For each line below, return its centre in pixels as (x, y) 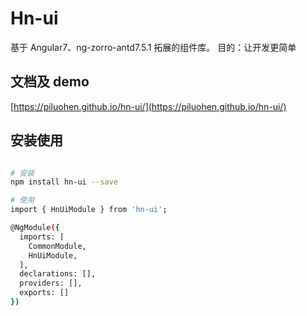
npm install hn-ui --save (64, 182)
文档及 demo (50, 82)
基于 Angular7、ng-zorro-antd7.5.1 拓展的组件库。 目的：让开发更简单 (153, 47)
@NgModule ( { (35, 228)
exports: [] (44, 293)
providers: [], (51, 283)
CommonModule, (57, 246)
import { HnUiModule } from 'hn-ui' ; (89, 210)
